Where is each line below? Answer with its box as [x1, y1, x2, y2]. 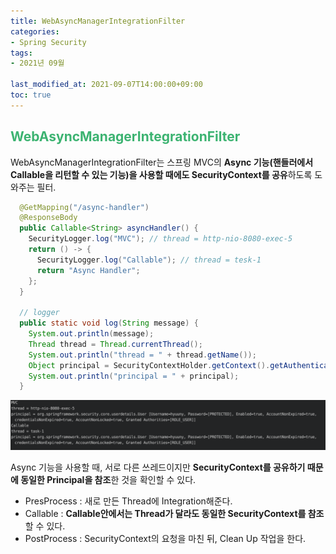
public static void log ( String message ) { [19, 318, 199, 329]
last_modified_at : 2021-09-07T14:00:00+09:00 [10, 80, 203, 90]
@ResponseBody [19, 213, 78, 223]
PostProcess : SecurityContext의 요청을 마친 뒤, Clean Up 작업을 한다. [24, 533, 307, 545]
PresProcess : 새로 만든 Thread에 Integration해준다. [24, 495, 233, 507]
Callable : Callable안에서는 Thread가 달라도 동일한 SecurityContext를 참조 [24, 508, 325, 520]
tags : [10, 48, 33, 58]
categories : [10, 26, 60, 37]
